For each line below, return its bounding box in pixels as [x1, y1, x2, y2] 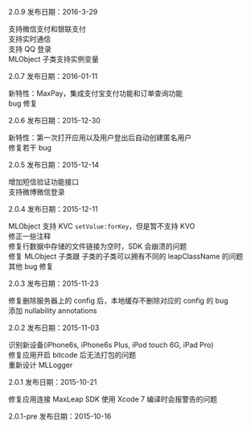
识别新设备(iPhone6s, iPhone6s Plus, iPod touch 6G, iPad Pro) [8, 340, 214, 349]
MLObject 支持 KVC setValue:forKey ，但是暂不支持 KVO [8, 221, 195, 231]
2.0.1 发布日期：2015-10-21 [8, 377, 97, 386]
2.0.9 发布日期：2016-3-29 [8, 7, 98, 16]
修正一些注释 [8, 232, 51, 241]
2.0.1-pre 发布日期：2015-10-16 [8, 411, 112, 421]
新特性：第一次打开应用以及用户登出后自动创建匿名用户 [8, 133, 191, 142]
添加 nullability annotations [8, 306, 97, 316]
